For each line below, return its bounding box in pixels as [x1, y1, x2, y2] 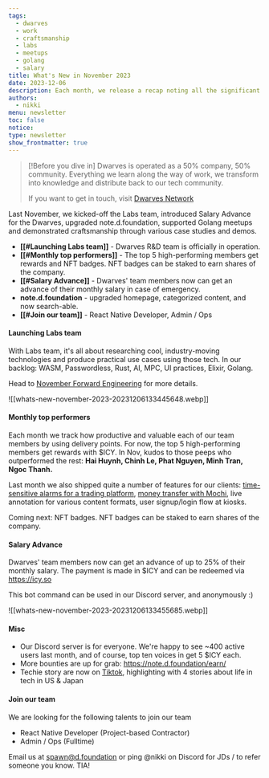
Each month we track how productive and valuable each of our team [8, 430, 234, 440]
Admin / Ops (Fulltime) [19, 736, 95, 746]
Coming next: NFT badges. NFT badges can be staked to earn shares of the [8, 512, 259, 522]
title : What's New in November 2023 [8, 71, 131, 79]
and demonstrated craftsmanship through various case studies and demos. [8, 226, 257, 235]
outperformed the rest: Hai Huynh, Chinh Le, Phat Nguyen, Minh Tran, [8, 455, 243, 466]
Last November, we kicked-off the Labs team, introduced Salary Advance [8, 209, 251, 218]
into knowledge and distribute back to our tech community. [27, 177, 224, 187]
